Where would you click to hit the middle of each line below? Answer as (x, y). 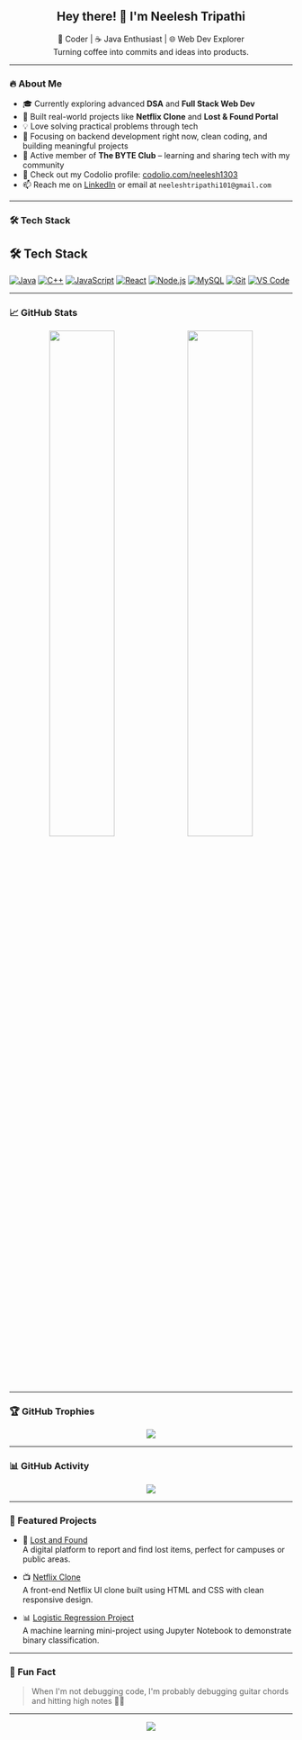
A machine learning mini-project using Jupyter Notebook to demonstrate (157, 1631)
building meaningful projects (75, 146)
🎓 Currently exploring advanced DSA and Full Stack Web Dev (138, 104)
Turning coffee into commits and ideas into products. (151, 51)
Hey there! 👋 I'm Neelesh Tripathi (151, 17)
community (43, 165)
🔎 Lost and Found (55, 1540)
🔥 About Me (36, 84)
